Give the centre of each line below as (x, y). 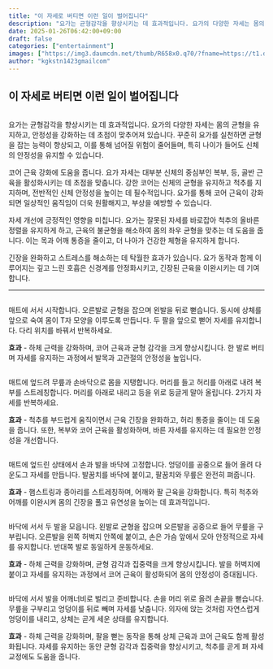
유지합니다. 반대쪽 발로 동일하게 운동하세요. (85, 546)
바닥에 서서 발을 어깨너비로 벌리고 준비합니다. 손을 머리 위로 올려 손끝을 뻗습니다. (136, 598)
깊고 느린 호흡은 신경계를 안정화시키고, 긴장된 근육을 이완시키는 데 (141, 267)
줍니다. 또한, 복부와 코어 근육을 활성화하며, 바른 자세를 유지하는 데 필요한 (131, 430)
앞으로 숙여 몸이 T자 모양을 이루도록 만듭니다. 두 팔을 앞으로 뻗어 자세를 (121, 320)
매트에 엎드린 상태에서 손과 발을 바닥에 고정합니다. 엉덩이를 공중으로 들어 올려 (131, 464)
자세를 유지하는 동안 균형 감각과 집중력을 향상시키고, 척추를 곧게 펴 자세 (151, 646)
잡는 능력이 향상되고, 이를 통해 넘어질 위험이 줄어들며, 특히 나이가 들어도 (130, 145)
